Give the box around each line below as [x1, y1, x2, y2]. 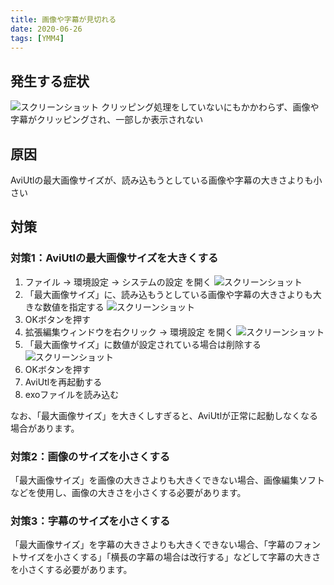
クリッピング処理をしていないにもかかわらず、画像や [101, 101, 320, 113]
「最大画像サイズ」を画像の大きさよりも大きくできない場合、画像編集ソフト [10, 474, 325, 486]
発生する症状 [10, 72, 90, 90]
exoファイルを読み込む [24, 388, 120, 400]
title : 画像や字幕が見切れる [10, 14, 117, 25]
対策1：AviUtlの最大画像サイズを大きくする [10, 251, 219, 265]
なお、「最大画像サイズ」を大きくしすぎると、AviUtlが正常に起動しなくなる [10, 409, 319, 421]
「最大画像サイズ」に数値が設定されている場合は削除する [24, 338, 262, 350]
